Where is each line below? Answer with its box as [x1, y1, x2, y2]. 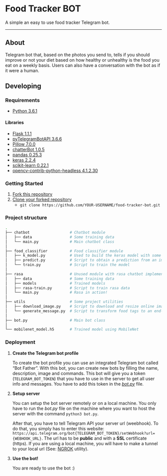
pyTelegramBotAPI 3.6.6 [12, 136, 62, 142]
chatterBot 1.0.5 [12, 146, 45, 152]
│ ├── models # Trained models [5, 281, 106, 286]
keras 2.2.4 [12, 157, 36, 163]
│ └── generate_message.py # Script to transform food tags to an [5, 309, 153, 314]
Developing [5, 82, 41, 90]
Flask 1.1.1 [12, 130, 32, 137]
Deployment [5, 339, 36, 346]
